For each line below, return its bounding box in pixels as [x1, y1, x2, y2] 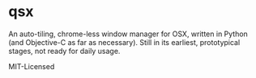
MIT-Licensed [8, 61, 55, 71]
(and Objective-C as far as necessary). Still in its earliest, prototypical [8, 37, 241, 47]
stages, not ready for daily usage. [8, 46, 121, 55]
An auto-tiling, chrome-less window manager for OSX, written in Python [8, 29, 249, 39]
